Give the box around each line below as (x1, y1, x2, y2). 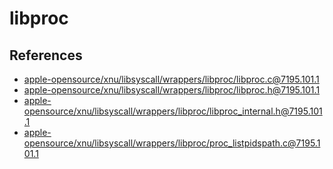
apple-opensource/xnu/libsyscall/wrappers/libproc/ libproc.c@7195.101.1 (23, 73, 320, 85)
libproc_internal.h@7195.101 (209, 105, 323, 117)
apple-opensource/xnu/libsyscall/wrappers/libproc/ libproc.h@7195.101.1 (23, 84, 321, 96)
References (9, 47, 83, 64)
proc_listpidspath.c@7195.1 (209, 137, 321, 149)
